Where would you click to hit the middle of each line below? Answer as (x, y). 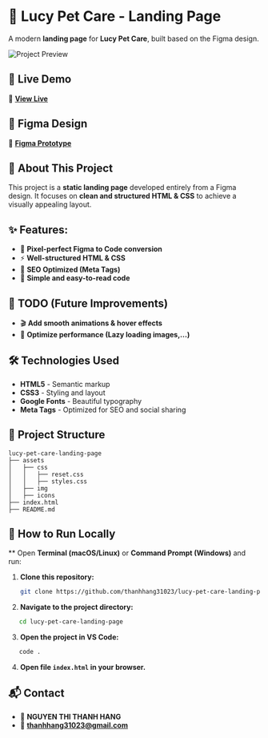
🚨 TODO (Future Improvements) (88, 303)
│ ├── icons (32, 495)
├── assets (26, 460)
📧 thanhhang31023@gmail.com (74, 725)
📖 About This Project (61, 168)
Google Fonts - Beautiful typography (81, 401)
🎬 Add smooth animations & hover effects (91, 323)
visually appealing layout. (50, 204)
